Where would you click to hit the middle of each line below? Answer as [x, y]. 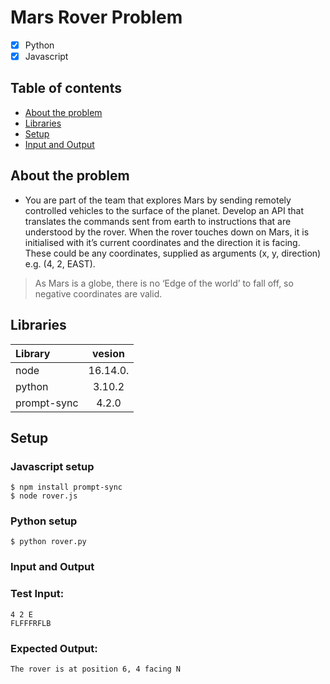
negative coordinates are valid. [98, 293]
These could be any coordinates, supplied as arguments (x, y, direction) [173, 253]
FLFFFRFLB [31, 623]
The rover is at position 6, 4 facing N [96, 669]
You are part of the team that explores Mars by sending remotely [158, 200]
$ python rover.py [48, 542]
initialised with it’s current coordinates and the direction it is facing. [162, 242]
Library [33, 353]
